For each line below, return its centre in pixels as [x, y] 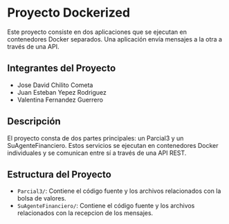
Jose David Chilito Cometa [55, 85]
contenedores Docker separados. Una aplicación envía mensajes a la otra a [115, 39]
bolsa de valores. [42, 198]
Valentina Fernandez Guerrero [60, 100]
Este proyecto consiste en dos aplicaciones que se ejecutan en [97, 32]
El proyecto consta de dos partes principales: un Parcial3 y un [95, 138]
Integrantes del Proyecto [62, 68]
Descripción [34, 121]
